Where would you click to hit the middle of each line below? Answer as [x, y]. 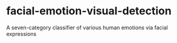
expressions [21, 33]
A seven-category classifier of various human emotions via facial [87, 27]
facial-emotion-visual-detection [89, 11]
